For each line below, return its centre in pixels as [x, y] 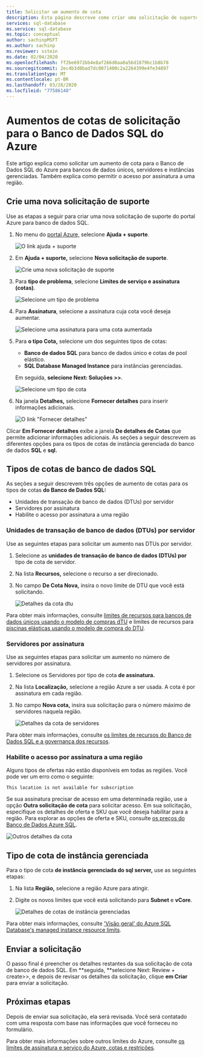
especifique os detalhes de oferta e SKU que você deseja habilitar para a [97, 812]
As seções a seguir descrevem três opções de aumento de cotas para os [97, 484]
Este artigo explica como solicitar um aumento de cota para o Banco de [95, 163]
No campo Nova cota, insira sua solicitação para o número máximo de [103, 705]
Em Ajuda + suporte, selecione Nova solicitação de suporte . [91, 257]
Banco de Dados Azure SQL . [42, 825]
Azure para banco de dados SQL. [48, 222]
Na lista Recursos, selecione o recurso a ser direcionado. [87, 574]
